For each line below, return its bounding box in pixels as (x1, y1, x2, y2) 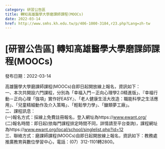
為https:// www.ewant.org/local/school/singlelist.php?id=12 (5, 126, 124, 133)
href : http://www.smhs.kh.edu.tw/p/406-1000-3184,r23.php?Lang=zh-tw (5, 21, 151, 26)
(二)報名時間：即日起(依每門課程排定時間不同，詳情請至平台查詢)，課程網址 (5, 120, 158, 126)
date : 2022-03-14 (5, 16, 41, 21)
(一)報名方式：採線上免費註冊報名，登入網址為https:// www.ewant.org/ (5, 114, 147, 120)
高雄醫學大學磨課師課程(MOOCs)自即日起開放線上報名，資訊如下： (5, 84, 140, 89)
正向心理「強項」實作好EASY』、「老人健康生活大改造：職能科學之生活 (13, 96, 154, 102)
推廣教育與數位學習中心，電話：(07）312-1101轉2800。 (5, 139, 117, 145)
